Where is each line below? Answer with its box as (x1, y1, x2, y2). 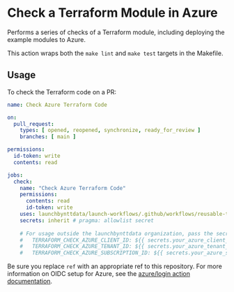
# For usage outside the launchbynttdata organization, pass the (19, 230, 214, 237)
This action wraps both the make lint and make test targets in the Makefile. (7, 49, 224, 57)
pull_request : (13, 120, 54, 127)
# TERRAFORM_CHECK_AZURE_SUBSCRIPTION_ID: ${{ (19, 249, 164, 256)
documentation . (7, 277, 53, 286)
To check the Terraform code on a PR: (7, 87, 117, 96)
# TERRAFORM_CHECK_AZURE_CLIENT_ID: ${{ (19, 236, 145, 244)
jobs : (7, 171, 23, 179)
